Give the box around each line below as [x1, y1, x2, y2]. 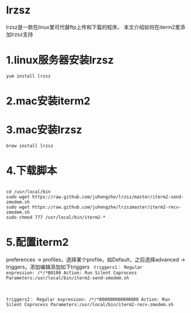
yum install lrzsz [6, 73, 51, 79]
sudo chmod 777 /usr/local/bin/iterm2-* [6, 214, 106, 220]
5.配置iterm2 [6, 236, 69, 249]
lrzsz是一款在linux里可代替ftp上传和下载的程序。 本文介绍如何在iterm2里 [6, 23, 180, 30]
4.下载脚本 [6, 164, 57, 178]
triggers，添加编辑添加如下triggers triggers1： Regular [6, 263, 143, 270]
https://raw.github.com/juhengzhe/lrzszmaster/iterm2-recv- [32, 204, 182, 210]
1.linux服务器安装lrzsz [6, 54, 114, 67]
